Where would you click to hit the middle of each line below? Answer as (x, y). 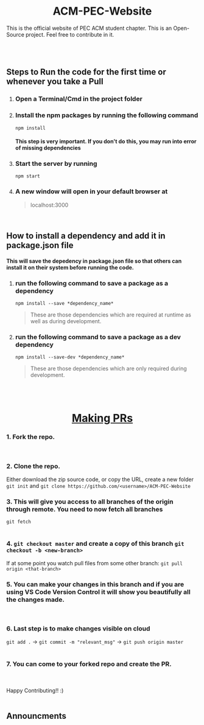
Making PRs (102, 418)
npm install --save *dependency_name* (64, 304)
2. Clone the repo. (33, 466)
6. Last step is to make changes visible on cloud (78, 628)
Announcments (37, 716)
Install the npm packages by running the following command (107, 115)
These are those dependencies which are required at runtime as (111, 315)
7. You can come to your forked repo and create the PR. (89, 664)
